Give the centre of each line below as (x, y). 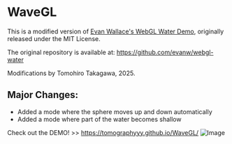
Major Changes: (43, 95)
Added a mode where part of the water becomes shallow (99, 119)
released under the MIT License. (54, 38)
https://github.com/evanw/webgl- (165, 52)
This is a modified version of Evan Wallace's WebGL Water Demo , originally (116, 31)
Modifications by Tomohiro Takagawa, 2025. (71, 73)
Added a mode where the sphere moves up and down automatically (115, 111)
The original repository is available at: (61, 52)
